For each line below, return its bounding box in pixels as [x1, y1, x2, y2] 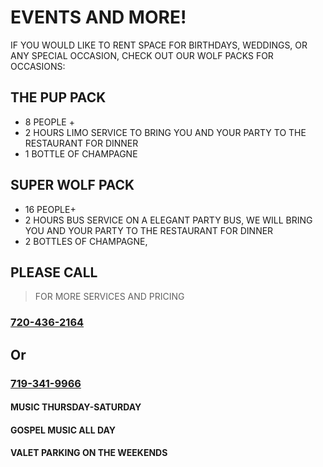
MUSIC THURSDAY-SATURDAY [10, 401, 142, 413]
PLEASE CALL [10, 264, 98, 281]
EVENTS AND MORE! [10, 6, 187, 29]
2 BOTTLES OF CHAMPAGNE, [24, 235, 148, 247]
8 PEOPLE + [24, 116, 75, 128]
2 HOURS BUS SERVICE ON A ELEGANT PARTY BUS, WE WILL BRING [24, 214, 313, 226]
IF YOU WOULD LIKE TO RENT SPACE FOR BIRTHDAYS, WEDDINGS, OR [10, 39, 308, 51]
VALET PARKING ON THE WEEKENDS [10, 447, 168, 459]
